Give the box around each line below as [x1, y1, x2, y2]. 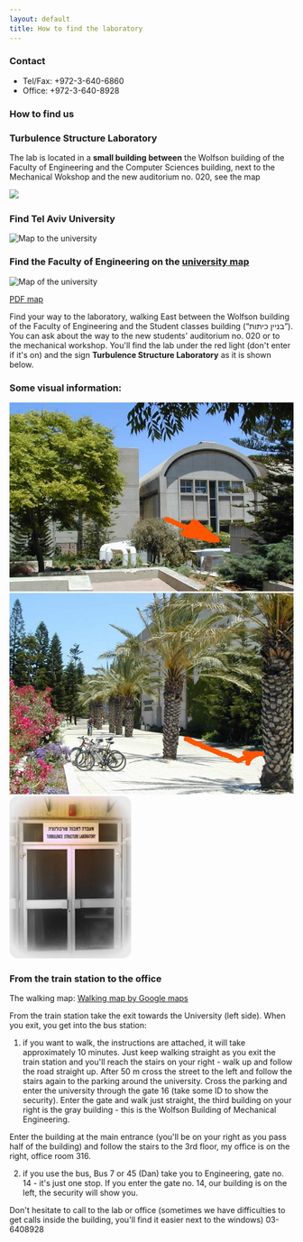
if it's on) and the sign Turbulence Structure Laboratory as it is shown [9, 349, 272, 360]
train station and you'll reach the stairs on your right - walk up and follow [22, 1056, 293, 1068]
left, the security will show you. [22, 1187, 138, 1199]
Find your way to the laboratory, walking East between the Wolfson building [9, 311, 290, 322]
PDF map [9, 293, 43, 304]
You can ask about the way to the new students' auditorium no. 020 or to [9, 330, 280, 341]
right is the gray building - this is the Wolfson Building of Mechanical [22, 1105, 277, 1116]
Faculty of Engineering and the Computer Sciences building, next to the [9, 162, 275, 173]
